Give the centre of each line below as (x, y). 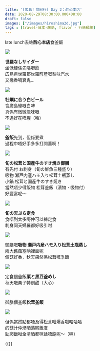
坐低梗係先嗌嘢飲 (22, 68)
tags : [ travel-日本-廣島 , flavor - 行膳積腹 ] (50, 28)
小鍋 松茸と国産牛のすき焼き (33, 182)
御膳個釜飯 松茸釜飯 (24, 302)
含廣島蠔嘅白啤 (20, 106)
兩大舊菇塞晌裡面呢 (24, 251)
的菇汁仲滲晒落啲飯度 (26, 328)
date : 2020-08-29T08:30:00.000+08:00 (43, 14)
